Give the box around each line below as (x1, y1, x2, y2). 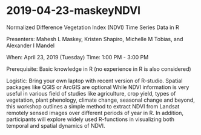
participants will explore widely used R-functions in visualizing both (6, 116, 174, 123)
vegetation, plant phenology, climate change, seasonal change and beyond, (6, 96, 195, 104)
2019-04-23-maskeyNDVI (6, 4, 141, 18)
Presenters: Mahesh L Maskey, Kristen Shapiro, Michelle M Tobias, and (6, 35, 183, 42)
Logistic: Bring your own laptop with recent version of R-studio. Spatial (6, 77, 183, 84)
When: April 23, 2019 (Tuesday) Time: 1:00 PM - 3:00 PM (6, 53, 149, 61)
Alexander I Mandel (6, 42, 55, 49)
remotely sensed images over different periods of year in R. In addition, (6, 109, 183, 116)
